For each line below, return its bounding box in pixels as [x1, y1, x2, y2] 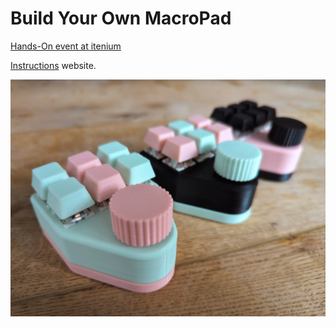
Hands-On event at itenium [10, 40, 122, 52]
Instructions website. [10, 59, 97, 71]
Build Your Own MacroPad [10, 7, 232, 30]
